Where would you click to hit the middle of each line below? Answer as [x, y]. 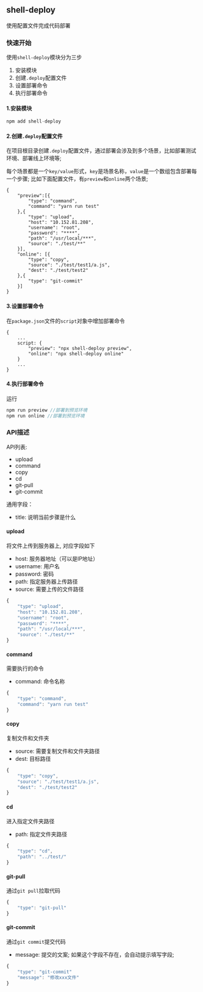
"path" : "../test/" [42, 857]
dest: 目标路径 [33, 758]
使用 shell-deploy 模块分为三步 [44, 57]
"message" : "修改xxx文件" [48, 977]
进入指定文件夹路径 [30, 821]
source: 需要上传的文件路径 [49, 589]
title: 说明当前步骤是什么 [45, 517]
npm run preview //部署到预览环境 [47, 410]
